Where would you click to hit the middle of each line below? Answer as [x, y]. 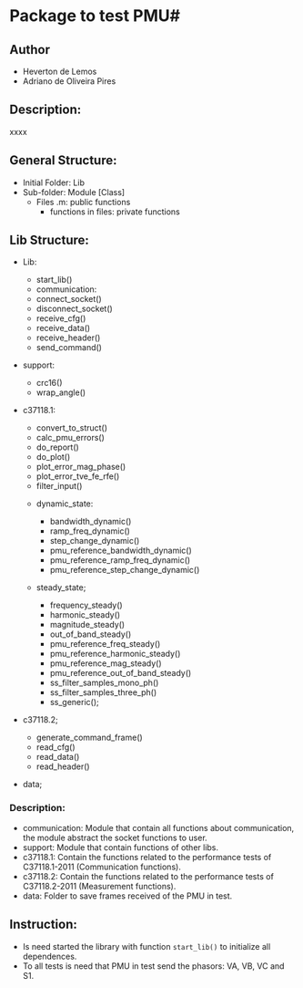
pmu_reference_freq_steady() [105, 644]
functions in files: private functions [115, 212]
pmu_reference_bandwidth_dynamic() [121, 551]
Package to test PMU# [95, 16]
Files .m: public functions [83, 202]
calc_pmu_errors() [70, 438]
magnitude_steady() [87, 625]
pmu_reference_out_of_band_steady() [121, 673]
